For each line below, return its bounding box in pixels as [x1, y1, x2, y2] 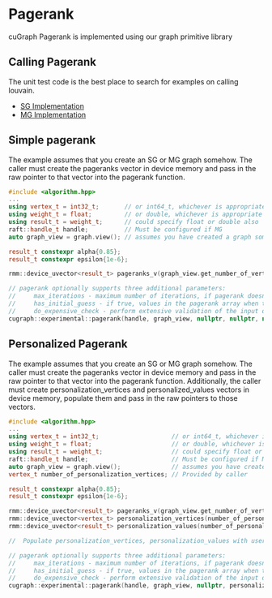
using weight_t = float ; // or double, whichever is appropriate [8, 210, 263, 219]
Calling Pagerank [8, 55, 97, 69]
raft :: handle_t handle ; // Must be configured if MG [8, 225, 223, 234]
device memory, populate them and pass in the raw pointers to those [8, 393, 238, 402]
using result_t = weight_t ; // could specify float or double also [8, 218, 259, 226]
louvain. [8, 85, 35, 95]
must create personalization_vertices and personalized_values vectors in [8, 385, 249, 394]
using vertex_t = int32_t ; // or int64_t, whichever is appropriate [8, 203, 266, 211]
